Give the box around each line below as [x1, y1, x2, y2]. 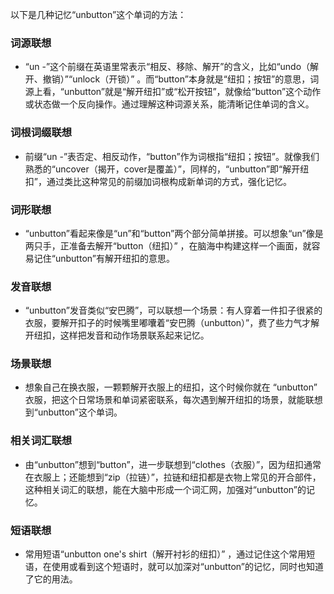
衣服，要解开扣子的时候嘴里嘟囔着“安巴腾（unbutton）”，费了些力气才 [24, 317, 312, 329]
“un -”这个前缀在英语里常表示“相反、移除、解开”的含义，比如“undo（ [24, 61, 311, 73]
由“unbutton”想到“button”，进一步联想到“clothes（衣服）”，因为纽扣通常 [24, 458, 322, 470]
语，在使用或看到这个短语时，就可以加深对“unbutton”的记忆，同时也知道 [24, 561, 324, 573]
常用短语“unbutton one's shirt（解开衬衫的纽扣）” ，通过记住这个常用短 [24, 548, 316, 560]
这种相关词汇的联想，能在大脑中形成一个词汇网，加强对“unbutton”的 [24, 483, 307, 495]
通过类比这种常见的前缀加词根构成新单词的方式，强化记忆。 [46, 175, 292, 187]
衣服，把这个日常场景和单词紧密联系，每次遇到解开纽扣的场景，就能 [24, 394, 306, 406]
